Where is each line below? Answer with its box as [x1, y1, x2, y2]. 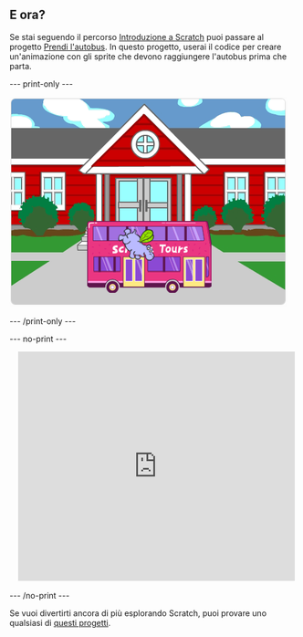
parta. [9, 60, 32, 71]
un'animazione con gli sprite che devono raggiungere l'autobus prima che [9, 50, 287, 62]
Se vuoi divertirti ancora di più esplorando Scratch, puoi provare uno [9, 607, 267, 619]
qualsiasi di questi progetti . [9, 617, 111, 628]
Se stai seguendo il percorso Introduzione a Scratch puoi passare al [9, 31, 265, 42]
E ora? [9, 7, 46, 23]
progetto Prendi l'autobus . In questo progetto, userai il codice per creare [9, 41, 282, 52]
